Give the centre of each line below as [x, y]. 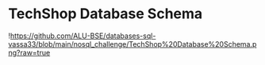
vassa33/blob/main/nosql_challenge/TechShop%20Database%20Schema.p [132, 44]
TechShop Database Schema [106, 14]
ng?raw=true [29, 52]
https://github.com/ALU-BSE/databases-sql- [83, 36]
